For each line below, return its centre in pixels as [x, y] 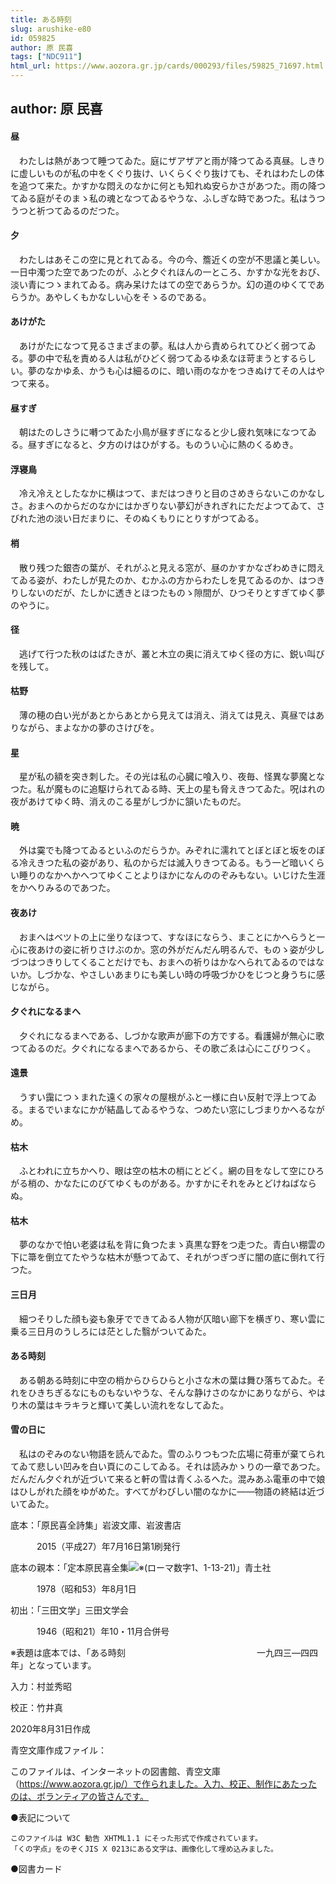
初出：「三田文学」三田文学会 [69, 1610]
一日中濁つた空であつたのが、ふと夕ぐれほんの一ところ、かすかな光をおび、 [168, 272]
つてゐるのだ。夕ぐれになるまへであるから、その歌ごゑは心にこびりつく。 [163, 1048]
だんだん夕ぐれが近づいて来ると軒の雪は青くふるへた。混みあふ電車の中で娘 [168, 1479]
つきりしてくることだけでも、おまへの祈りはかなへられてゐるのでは [176, 962]
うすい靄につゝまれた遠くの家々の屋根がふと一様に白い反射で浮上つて [163, 1097]
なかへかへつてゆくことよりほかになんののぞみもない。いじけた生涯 [185, 875]
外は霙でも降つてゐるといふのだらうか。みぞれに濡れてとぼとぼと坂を [163, 850]
